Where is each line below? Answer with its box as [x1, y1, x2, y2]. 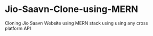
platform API [5, 25, 31, 31]
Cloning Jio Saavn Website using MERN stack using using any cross [5, 20, 148, 26]
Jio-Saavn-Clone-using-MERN [5, 3, 139, 15]
